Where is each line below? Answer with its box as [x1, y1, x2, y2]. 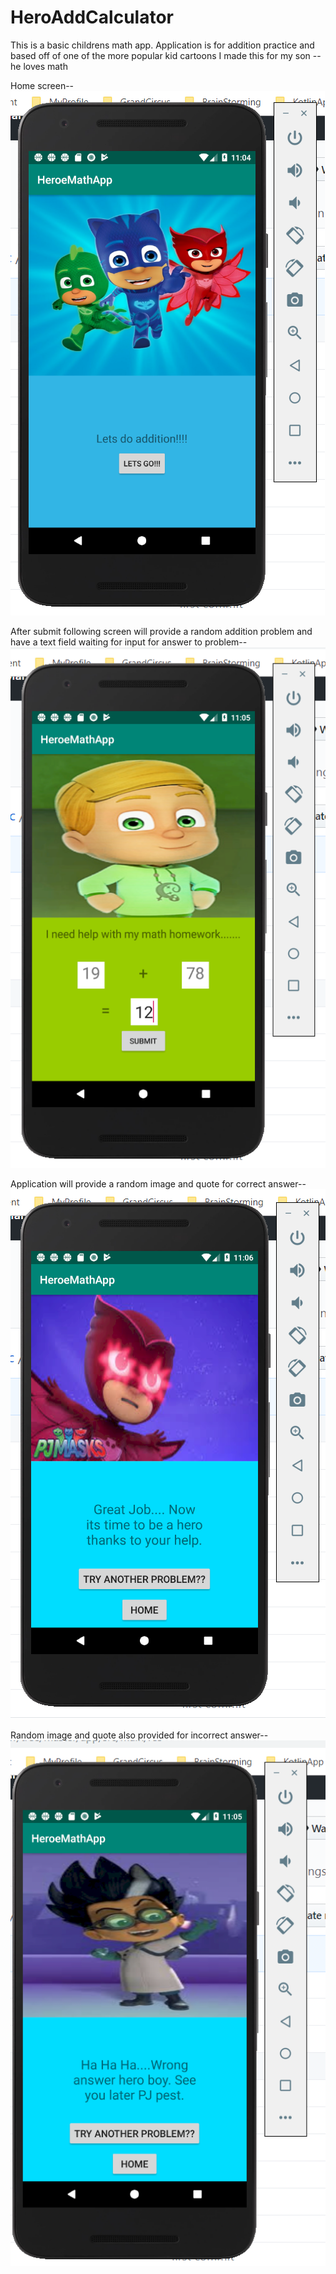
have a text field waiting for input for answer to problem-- [10, 636, 248, 648]
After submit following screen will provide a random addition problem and [10, 625, 313, 637]
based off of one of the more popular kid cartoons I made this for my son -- [10, 49, 322, 61]
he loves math [10, 60, 68, 72]
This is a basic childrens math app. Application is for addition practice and [10, 39, 315, 51]
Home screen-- [10, 79, 75, 91]
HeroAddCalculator [10, 6, 174, 29]
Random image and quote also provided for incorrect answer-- [10, 1729, 269, 1741]
